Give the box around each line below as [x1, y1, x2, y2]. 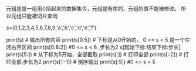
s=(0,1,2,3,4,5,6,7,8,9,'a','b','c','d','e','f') [6, 24, 97, 31]
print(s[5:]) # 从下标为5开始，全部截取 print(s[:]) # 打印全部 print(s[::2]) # [6, 51, 183, 58]
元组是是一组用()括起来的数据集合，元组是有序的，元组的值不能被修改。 [6, 5, 180, 12]
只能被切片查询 [21, 12, 58, 19]
